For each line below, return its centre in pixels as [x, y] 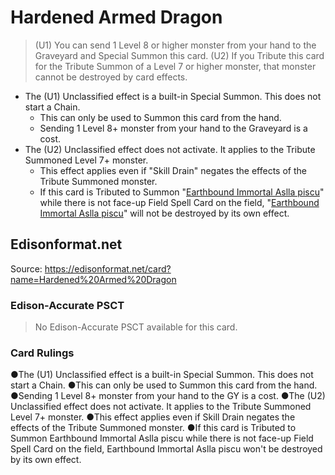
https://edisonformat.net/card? [108, 268]
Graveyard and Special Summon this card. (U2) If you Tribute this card [179, 55]
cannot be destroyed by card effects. [111, 77]
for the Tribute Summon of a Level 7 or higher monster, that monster [175, 66]
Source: [26, 268]
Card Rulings [42, 353]
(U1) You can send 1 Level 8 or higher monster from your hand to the [175, 45]
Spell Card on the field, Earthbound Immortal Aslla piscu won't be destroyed [166, 449]
